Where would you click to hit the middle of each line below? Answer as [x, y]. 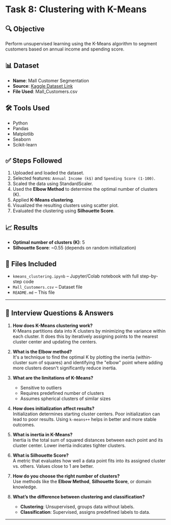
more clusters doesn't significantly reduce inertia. [65, 368]
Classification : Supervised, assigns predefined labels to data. [85, 512]
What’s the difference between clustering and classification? [79, 496]
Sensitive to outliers [41, 387]
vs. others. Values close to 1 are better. [53, 466]
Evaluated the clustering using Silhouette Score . [64, 211]
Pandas [21, 128]
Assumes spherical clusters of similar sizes [65, 398]
